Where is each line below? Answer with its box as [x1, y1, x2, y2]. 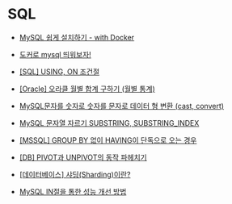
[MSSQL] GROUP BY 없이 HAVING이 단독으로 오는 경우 [19, 135, 197, 145]
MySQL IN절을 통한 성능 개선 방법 [19, 186, 127, 196]
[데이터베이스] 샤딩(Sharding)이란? [19, 169, 131, 179]
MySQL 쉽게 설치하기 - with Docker [19, 32, 135, 42]
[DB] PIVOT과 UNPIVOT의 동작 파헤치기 [19, 152, 147, 162]
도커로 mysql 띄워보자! [19, 49, 92, 59]
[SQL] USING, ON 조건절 [19, 66, 100, 77]
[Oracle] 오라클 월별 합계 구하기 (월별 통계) [19, 84, 155, 94]
